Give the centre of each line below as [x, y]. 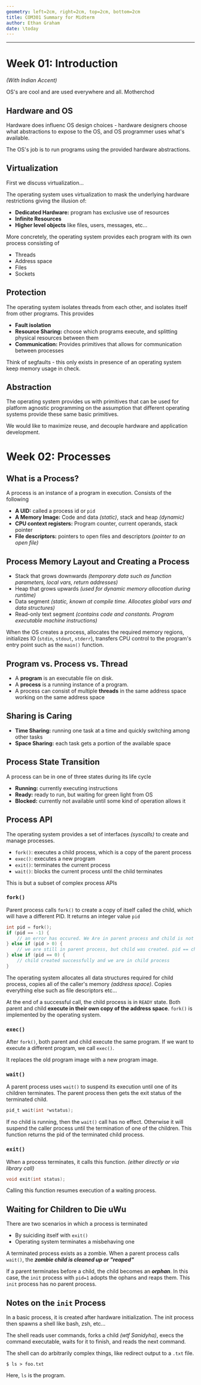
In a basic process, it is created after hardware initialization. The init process [100, 1317]
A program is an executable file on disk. [64, 678]
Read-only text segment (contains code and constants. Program [94, 614]
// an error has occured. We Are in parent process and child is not [106, 938]
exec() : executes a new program [55, 858]
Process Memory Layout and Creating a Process [98, 562]
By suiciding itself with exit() [51, 1235]
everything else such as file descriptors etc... [62, 990]
